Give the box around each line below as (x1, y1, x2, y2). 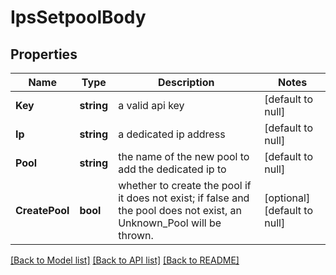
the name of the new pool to (118, 150, 250, 163)
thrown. (118, 229, 154, 242)
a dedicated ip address (118, 127, 226, 141)
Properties (10, 46, 78, 63)
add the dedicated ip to (118, 162, 227, 176)
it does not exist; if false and (118, 191, 250, 205)
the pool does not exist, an (118, 204, 242, 217)
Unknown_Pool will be (118, 216, 222, 230)
